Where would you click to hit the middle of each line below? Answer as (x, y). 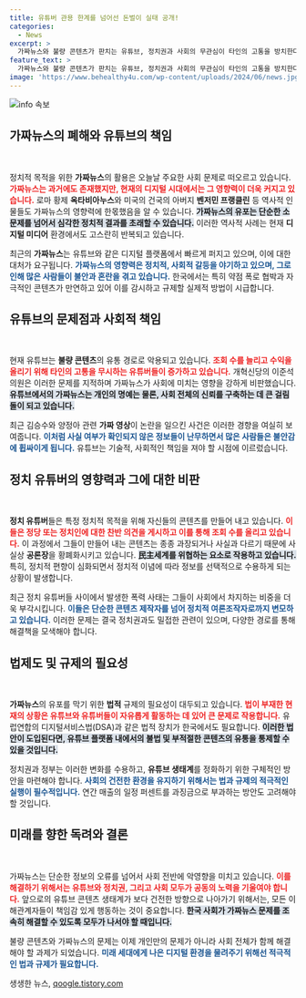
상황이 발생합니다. (41, 578)
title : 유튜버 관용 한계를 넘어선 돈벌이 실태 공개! (94, 18)
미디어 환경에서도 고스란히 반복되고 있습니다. (105, 234)
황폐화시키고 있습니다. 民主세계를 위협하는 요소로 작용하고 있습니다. (177, 555)
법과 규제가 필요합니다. (59, 963)
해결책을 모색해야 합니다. (53, 632)
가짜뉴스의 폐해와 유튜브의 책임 (91, 136)
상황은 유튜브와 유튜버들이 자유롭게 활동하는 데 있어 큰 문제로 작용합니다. (153, 715)
